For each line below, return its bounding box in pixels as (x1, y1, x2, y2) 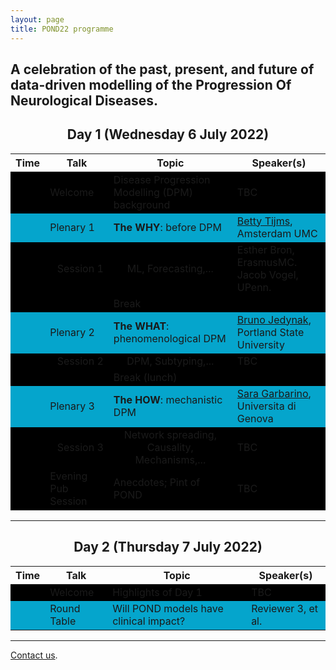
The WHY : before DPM (113, 220, 222, 234)
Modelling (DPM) (113, 185, 193, 199)
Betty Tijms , (236, 214, 293, 228)
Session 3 (56, 440, 104, 454)
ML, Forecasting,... (126, 261, 214, 275)
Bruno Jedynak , (236, 312, 312, 326)
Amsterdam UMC (236, 226, 318, 240)
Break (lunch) (113, 370, 178, 384)
